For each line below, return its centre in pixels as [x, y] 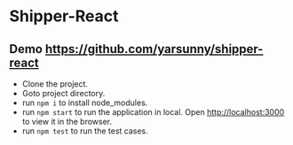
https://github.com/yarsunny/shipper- [154, 49]
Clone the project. [55, 84]
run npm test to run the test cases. [85, 131]
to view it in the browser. [67, 122]
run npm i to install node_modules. [85, 103]
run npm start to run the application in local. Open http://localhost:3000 [153, 112]
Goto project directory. [63, 93]
